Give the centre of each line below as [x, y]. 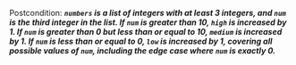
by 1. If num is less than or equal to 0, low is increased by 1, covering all [141, 41]
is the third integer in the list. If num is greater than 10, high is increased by [148, 22]
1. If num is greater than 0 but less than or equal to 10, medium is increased [146, 32]
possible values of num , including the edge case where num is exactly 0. [142, 51]
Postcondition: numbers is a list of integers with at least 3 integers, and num [148, 13]
